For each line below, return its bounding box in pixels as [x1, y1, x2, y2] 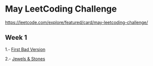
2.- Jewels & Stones [5, 56, 45, 62]
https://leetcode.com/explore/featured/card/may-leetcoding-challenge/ [5, 19, 148, 25]
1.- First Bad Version [5, 46, 46, 52]
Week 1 [5, 33, 27, 42]
